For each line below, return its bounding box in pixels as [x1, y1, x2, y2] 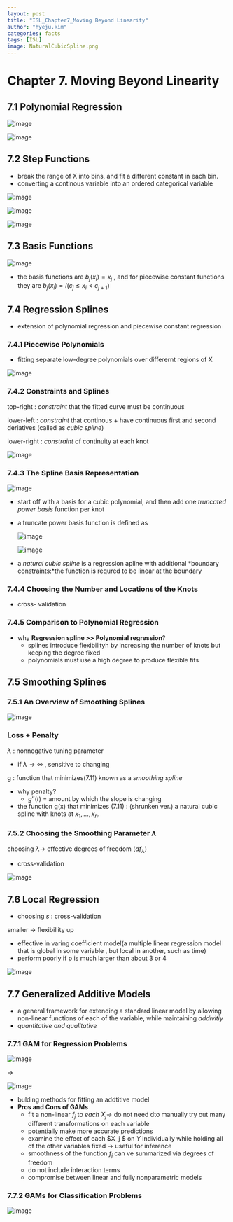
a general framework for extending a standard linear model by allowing [17, 1006, 222, 1015]
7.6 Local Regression [7, 894, 99, 905]
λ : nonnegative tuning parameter [7, 747, 104, 755]
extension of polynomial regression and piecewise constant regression [17, 322, 222, 331]
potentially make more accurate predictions [27, 1127, 153, 1135]
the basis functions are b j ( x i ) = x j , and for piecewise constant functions [17, 272, 225, 282]
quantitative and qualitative [17, 1022, 97, 1030]
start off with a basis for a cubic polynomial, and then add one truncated [17, 497, 226, 506]
